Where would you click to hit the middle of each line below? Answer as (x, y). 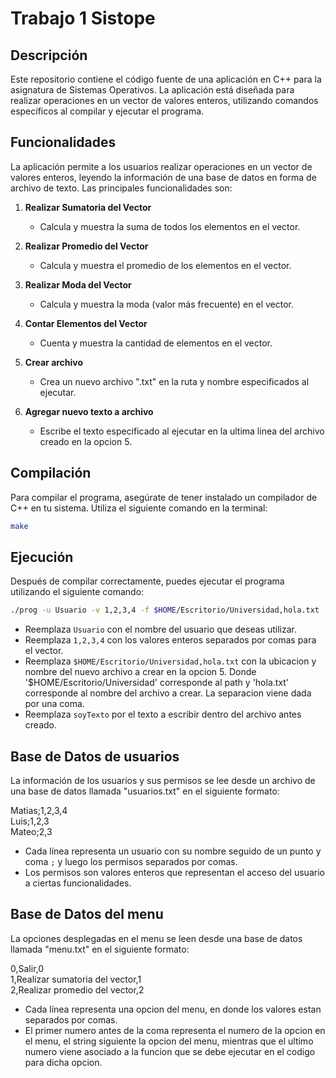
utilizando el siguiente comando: (77, 592)
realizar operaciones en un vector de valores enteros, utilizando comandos (164, 100)
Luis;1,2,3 (30, 821)
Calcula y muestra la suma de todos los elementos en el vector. (170, 226)
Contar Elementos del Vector (86, 323)
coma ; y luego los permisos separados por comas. (131, 861)
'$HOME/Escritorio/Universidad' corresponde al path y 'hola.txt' (157, 683)
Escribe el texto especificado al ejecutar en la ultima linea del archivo (182, 431)
